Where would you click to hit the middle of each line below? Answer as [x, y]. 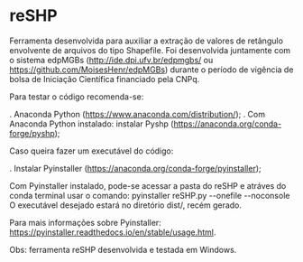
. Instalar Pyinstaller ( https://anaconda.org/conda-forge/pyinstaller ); [135, 168]
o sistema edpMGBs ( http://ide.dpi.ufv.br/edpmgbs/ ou [111, 60]
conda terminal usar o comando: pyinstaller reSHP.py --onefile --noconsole [150, 195]
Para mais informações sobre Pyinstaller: [86, 222]
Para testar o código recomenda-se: [77, 97]
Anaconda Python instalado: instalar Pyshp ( [92, 124]
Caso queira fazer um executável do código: [92, 151]
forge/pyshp [32, 133]
